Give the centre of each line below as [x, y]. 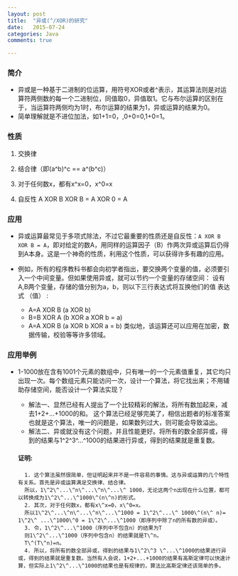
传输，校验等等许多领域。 [72, 335]
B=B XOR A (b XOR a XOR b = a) [75, 318]
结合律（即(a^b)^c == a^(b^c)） [64, 169]
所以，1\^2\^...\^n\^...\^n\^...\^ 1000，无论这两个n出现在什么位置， [122, 490]
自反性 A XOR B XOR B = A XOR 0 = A [72, 199]
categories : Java [33, 34]
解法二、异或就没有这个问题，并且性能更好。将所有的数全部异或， [125, 431]
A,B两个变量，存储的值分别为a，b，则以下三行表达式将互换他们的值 [117, 287]
